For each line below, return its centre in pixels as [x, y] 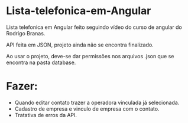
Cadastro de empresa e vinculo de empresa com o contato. [87, 109]
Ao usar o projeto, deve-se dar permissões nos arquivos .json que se [90, 56]
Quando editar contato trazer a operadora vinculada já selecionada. [97, 102]
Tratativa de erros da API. [46, 115]
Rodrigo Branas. [26, 33]
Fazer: [22, 86]
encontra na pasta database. [41, 62]
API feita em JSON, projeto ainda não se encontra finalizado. [80, 45]
